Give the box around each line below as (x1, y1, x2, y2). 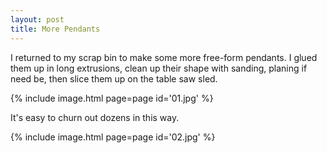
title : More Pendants (10, 24, 101, 34)
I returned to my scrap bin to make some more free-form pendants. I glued (10, 51, 318, 63)
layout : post (10, 14, 65, 25)
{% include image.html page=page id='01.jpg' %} (10, 92, 214, 104)
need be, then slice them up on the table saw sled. (10, 72, 218, 85)
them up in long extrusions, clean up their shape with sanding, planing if (10, 62, 308, 74)
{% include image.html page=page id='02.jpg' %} (10, 131, 216, 143)
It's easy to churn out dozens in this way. (10, 111, 180, 123)
